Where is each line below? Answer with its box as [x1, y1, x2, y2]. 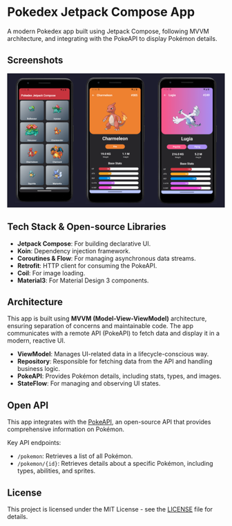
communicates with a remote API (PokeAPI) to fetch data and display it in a [7, 329, 220, 338]
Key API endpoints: [7, 439, 61, 447]
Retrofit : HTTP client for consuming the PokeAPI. [17, 261, 157, 270]
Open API [7, 399, 49, 411]
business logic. [17, 365, 61, 373]
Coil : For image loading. [17, 269, 86, 277]
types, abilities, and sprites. [17, 466, 96, 475]
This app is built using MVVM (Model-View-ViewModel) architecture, [7, 314, 207, 323]
